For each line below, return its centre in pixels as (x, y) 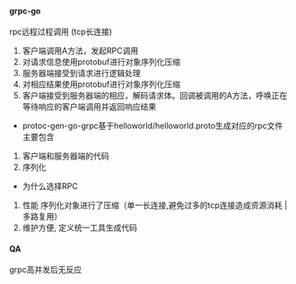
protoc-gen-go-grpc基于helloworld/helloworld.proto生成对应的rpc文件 (152, 126)
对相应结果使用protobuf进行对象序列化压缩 (101, 84)
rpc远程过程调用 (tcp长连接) (61, 32)
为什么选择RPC (50, 186)
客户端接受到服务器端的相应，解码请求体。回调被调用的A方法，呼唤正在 (155, 96)
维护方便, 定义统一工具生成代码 (79, 228)
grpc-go (25, 11)
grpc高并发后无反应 (46, 270)
